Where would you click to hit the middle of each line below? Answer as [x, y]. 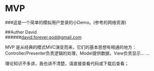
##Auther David [21, 32]
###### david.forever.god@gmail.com [43, 37]
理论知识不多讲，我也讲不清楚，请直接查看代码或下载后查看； [67, 63]
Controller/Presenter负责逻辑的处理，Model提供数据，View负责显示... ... [77, 53]
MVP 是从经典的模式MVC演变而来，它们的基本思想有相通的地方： [71, 47]
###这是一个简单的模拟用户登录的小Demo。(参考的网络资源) [66, 22]
